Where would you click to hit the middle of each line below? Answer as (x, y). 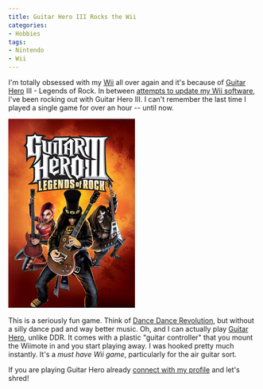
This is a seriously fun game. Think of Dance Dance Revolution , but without (131, 321)
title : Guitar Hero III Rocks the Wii (72, 17)
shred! (19, 378)
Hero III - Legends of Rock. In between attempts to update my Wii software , (132, 91)
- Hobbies (25, 33)
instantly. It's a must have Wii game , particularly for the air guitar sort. (122, 354)
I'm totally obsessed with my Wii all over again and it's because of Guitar (127, 82)
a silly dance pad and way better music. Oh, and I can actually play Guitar (128, 329)
